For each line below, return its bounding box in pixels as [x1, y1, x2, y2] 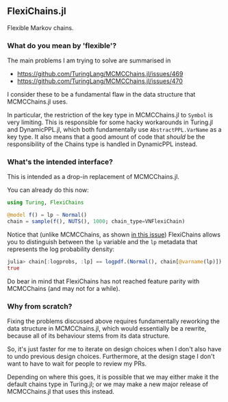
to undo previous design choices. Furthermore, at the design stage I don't [7, 353, 215, 361]
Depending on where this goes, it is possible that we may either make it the [7, 373, 219, 381]
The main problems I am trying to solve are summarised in [7, 56, 171, 64]
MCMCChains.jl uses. [7, 97, 68, 106]
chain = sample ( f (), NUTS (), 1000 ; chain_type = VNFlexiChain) [7, 218, 186, 225]
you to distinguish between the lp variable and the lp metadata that [7, 238, 198, 246]
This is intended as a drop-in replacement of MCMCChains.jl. [7, 173, 180, 181]
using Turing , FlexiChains [7, 199, 84, 206]
